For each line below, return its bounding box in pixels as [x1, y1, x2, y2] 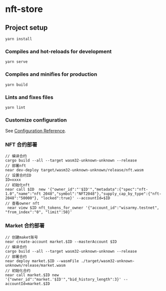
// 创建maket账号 [5, 235, 38, 240]
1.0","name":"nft [5, 191, 41, 196]
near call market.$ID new [5, 273, 59, 278]
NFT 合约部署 [5, 141, 37, 148]
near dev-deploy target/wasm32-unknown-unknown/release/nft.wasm [5, 168, 144, 173]
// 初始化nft [5, 183, 30, 188]
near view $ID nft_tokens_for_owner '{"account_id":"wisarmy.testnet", [7, 205, 160, 210]
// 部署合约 [5, 254, 27, 259]
